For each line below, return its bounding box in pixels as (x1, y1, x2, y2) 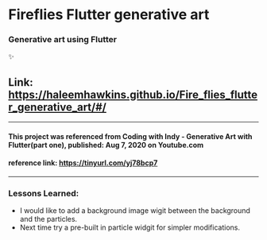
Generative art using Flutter (8, 34, 118, 45)
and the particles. (19, 215, 78, 224)
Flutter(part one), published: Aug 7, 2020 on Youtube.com (8, 140, 204, 149)
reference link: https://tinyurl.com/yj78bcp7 (8, 158, 158, 168)
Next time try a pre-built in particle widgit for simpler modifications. (19, 223, 241, 232)
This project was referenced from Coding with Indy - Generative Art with (8, 131, 253, 141)
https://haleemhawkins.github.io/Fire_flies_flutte (8, 87, 258, 101)
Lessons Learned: (8, 188, 79, 199)
